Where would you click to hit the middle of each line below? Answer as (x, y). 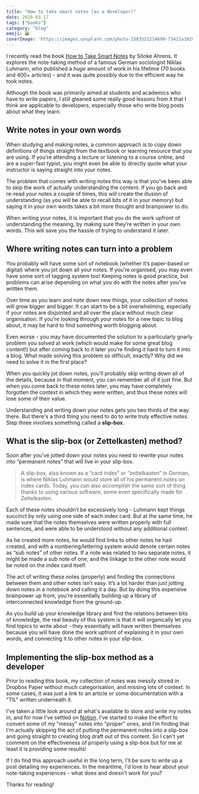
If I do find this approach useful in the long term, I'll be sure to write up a (94, 761)
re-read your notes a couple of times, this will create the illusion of (87, 194)
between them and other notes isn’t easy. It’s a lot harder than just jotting (95, 583)
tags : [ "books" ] (26, 23)
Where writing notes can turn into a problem (89, 249)
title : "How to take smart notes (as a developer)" (71, 12)
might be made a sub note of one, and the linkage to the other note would (96, 559)
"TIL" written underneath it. (39, 700)
